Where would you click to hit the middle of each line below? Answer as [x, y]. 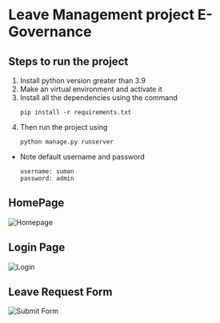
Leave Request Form [60, 292]
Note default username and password [82, 157]
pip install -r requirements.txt [76, 112]
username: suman [47, 172]
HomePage [36, 203]
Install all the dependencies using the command [99, 97]
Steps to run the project [68, 61]
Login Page [37, 247]
